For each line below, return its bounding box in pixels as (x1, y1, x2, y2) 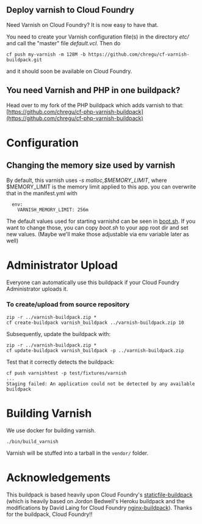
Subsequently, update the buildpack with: (6, 330, 111, 337)
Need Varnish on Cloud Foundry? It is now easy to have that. (6, 21, 159, 28)
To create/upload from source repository (6, 300, 130, 309)
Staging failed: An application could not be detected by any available (6, 381, 195, 387)
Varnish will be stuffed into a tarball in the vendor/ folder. (6, 449, 149, 457)
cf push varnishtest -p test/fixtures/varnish (6, 370, 127, 376)
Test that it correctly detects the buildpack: (6, 358, 115, 365)
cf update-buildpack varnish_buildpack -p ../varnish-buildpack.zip (6, 347, 184, 354)
